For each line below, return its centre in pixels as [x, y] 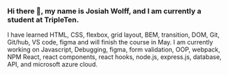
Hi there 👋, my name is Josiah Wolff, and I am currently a [104, 11]
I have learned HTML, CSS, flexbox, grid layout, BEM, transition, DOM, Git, [113, 35]
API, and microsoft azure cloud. [52, 65]
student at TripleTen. [43, 19]
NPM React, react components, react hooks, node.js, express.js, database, [114, 57]
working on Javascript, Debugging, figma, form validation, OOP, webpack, [114, 50]
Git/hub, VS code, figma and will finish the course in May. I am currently [110, 42]
